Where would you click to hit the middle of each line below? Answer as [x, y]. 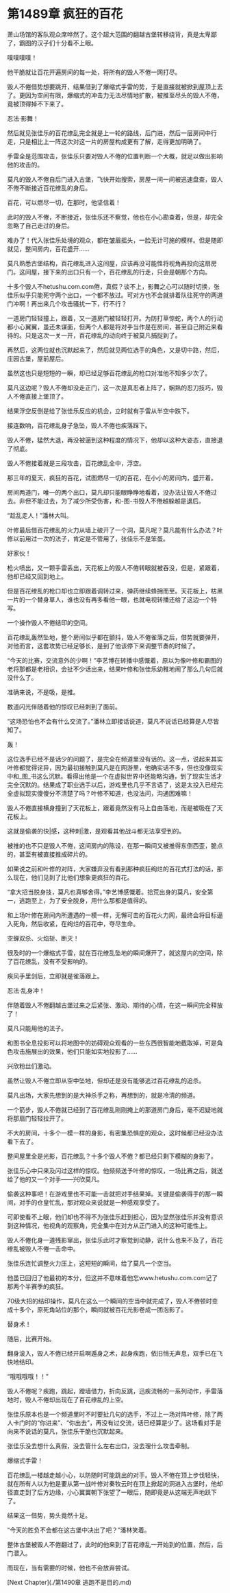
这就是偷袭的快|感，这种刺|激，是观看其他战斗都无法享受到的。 [96, 831]
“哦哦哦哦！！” [28, 1376]
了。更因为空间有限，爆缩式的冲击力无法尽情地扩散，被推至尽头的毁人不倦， [115, 95]
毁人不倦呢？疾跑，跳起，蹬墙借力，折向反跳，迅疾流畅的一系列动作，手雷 [112, 1391]
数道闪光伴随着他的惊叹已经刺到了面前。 [64, 707]
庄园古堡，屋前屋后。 [37, 358]
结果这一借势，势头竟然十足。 [49, 1515]
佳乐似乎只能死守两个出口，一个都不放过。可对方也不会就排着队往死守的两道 [115, 295]
